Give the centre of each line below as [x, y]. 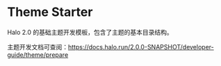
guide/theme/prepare [38, 55]
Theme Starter [50, 12]
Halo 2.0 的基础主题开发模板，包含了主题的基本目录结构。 [90, 32]
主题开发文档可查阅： [38, 47]
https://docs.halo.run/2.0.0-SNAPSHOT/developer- [141, 47]
